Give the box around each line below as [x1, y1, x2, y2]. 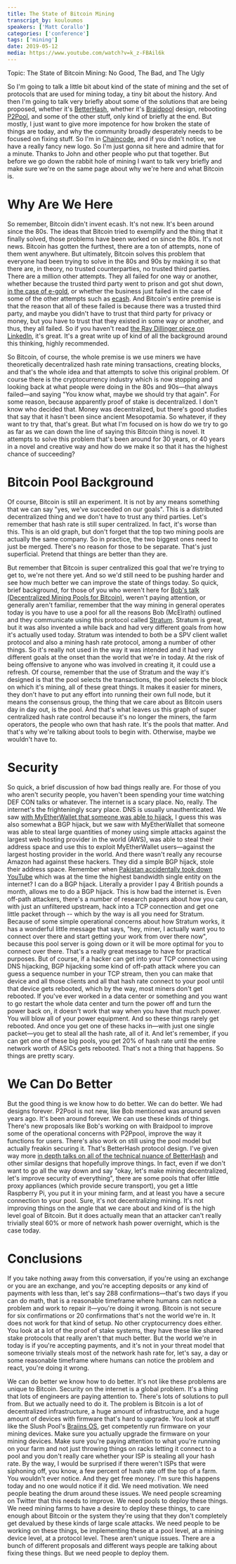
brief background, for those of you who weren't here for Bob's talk [7, 586, 200, 594]
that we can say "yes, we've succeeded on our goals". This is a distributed [7, 505, 223, 513]
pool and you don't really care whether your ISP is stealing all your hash [7, 1452, 215, 1460]
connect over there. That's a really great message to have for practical [7, 947, 211, 955]
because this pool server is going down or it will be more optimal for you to [7, 939, 224, 948]
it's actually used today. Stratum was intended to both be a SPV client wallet [7, 630, 228, 639]
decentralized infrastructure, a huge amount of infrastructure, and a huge [7, 1407, 220, 1415]
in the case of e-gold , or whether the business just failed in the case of [7, 287, 213, 295]
